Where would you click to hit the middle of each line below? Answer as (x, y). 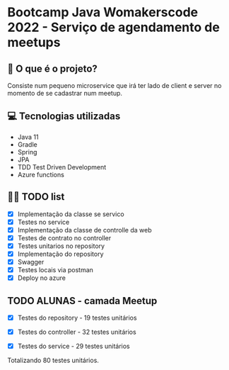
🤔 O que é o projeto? (52, 68)
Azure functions (41, 174)
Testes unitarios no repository (61, 246)
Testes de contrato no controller (64, 237)
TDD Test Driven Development (62, 167)
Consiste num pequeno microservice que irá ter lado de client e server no (114, 85)
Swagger (31, 262)
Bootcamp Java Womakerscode (103, 12)
